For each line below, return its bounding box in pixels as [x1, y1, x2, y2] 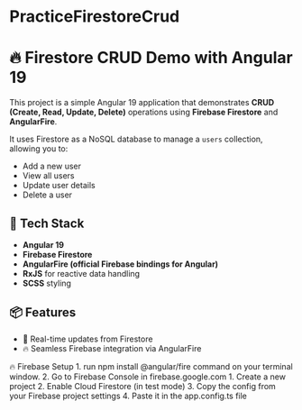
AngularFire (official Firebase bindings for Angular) [22, 259, 219, 269]
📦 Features [9, 305, 77, 321]
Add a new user [22, 160, 82, 172]
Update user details [22, 180, 96, 191]
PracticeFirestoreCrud [9, 6, 180, 27]
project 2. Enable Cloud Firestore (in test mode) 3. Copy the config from [9, 380, 277, 391]
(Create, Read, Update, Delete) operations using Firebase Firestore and [9, 106, 279, 118]
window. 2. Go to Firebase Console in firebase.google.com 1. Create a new [9, 371, 287, 382]
